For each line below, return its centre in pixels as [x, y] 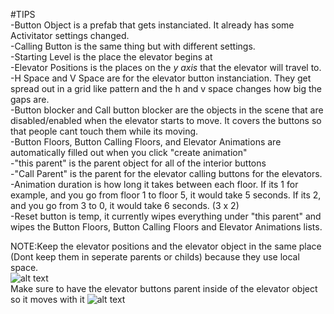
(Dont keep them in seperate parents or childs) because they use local [155, 257]
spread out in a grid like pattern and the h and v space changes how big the [166, 88]
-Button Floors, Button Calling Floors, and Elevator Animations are [146, 142]
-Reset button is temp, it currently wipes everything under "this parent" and [166, 216]
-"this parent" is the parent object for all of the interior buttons [138, 163]
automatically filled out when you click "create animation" [129, 152]
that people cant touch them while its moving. [104, 131]
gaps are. [30, 99]
